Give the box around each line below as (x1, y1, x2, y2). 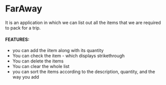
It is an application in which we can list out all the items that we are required (5, 19, 161, 25)
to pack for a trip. (5, 24, 41, 30)
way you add (12, 74, 39, 80)
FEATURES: (5, 36, 30, 42)
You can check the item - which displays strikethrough (12, 53, 125, 59)
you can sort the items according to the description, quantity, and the (12, 68, 155, 75)
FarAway (5, 3, 42, 14)
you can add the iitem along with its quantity (12, 47, 104, 53)
